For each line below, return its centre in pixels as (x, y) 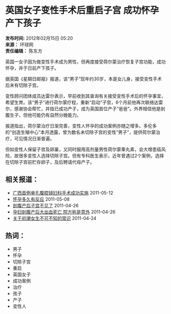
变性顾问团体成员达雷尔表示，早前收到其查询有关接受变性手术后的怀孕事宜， (85, 96)
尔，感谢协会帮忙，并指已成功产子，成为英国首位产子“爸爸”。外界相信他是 (83, 108)
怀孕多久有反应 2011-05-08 (41, 199)
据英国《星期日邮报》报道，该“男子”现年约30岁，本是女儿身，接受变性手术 (83, 79)
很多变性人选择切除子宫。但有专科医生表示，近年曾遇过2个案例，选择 (91, 155)
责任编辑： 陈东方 (24, 51)
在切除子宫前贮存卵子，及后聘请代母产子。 (50, 162)
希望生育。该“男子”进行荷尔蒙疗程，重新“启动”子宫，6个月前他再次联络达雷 (84, 102)
